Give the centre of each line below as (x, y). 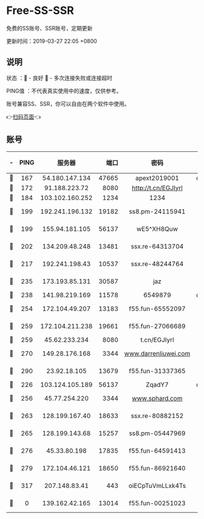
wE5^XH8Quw (157, 229)
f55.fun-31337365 (157, 371)
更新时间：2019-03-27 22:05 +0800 (52, 41)
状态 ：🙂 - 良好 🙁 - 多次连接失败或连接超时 (59, 78)
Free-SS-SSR (40, 11)
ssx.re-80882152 (157, 416)
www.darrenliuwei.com (157, 353)
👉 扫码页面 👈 (24, 117)
